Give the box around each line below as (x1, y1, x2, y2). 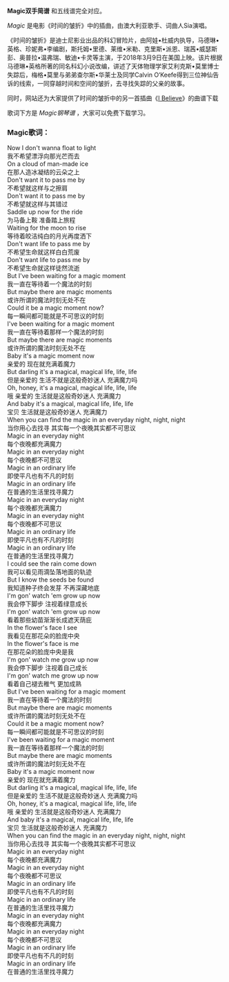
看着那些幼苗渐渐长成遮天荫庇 (7, 615, 92, 624)
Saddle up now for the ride (7, 207, 83, 216)
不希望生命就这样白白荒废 (7, 248, 80, 257)
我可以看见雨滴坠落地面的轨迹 (7, 568, 92, 576)
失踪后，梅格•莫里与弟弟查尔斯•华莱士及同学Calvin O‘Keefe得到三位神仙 (7, 71, 213, 79)
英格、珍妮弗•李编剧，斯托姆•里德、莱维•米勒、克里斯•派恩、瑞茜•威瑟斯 (7, 45, 218, 53)
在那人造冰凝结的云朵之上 (7, 168, 80, 176)
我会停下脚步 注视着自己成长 (7, 664, 88, 672)
